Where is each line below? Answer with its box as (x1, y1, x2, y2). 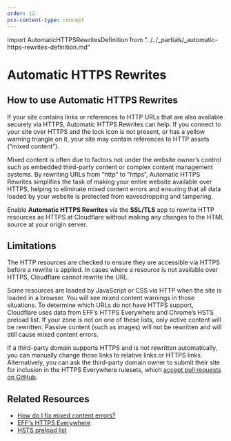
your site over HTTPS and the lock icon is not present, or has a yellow (7, 127, 205, 135)
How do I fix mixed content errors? (17, 411, 116, 420)
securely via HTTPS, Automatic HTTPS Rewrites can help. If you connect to (7, 120, 221, 128)
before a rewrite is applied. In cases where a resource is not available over (7, 266, 219, 274)
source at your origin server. (7, 220, 88, 228)
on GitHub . (7, 373, 38, 382)
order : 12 (7, 10, 36, 17)
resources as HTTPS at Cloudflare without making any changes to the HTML (7, 213, 224, 221)
